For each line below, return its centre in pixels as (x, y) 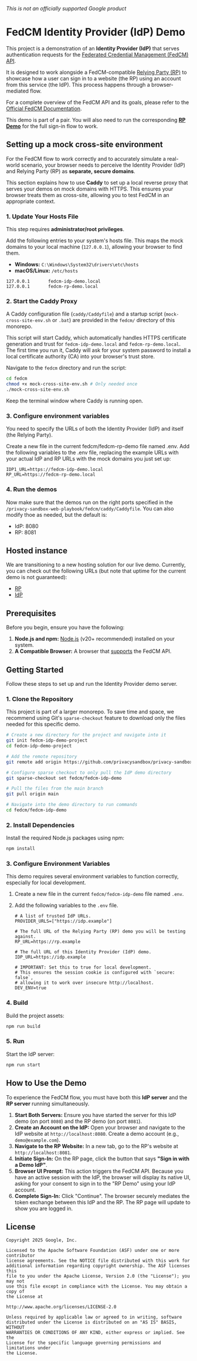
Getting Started (35, 670)
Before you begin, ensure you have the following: (65, 628)
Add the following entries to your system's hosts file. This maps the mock (95, 241)
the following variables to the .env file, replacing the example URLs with (92, 453)
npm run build (23, 1026)
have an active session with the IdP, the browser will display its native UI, (103, 1177)
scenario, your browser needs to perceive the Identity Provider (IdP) (103, 165)
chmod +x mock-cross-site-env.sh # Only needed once (72, 384)
